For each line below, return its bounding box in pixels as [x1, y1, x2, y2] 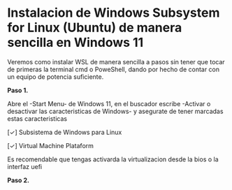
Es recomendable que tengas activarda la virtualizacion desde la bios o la [7, 155, 219, 163]
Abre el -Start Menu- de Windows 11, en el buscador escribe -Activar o [7, 99, 211, 108]
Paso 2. [7, 176, 30, 184]
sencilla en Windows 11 [7, 35, 144, 50]
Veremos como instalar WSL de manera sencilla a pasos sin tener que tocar [7, 57, 225, 66]
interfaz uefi [7, 162, 43, 170]
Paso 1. [7, 86, 29, 94]
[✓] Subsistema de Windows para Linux [7, 128, 122, 136]
